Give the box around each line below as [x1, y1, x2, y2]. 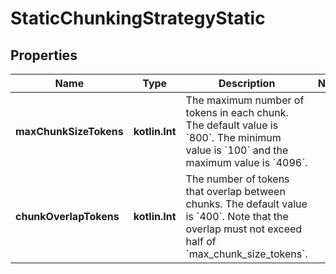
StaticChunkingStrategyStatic [10, 7, 266, 30]
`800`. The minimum [185, 131, 282, 144]
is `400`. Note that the [185, 210, 289, 223]
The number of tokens [185, 172, 290, 186]
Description [218, 77, 276, 90]
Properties [10, 47, 78, 64]
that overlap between [185, 185, 286, 198]
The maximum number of [185, 93, 305, 107]
